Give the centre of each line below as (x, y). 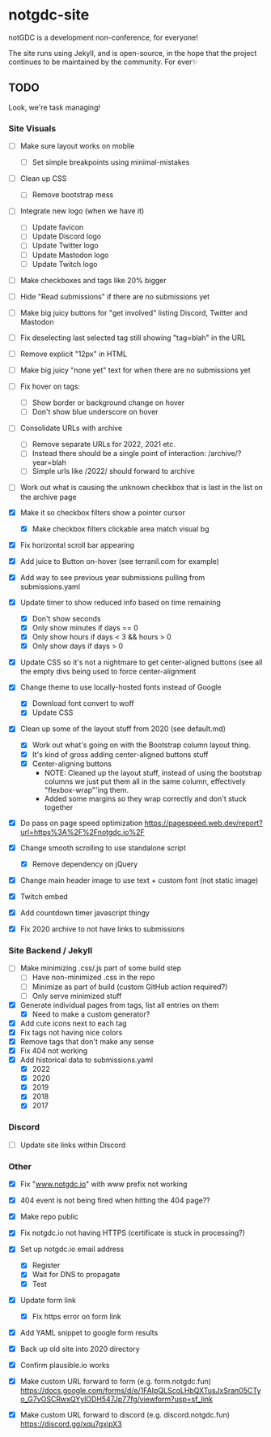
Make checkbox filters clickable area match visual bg (121, 528)
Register (46, 1265)
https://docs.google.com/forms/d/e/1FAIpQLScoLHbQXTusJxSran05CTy (140, 1390)
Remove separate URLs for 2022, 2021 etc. (104, 445)
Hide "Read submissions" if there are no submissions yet (115, 296)
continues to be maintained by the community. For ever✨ (103, 62)
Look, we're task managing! (55, 107)
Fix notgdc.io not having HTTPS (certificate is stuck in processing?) (132, 1233)
